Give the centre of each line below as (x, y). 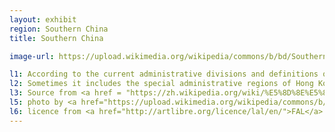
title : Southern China (56, 38)
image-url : (32, 56)
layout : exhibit (43, 19)
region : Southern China (59, 29)
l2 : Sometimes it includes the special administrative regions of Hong (161, 84)
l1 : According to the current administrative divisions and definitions (164, 74)
